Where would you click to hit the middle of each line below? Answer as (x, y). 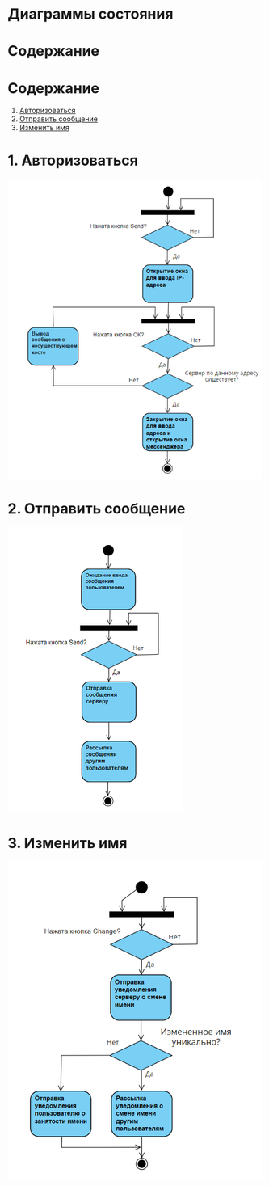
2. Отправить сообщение (97, 509)
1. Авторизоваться (73, 160)
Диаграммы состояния (90, 14)
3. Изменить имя (67, 844)
